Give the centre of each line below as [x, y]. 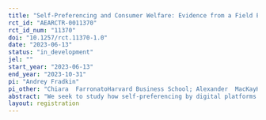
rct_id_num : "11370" [42, 30]
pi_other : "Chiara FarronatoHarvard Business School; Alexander [118, 89]
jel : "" [21, 60]
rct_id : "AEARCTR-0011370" [53, 23]
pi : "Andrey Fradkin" [44, 81]
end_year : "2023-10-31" [47, 74]
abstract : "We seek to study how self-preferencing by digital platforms [133, 96]
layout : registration [44, 103]
